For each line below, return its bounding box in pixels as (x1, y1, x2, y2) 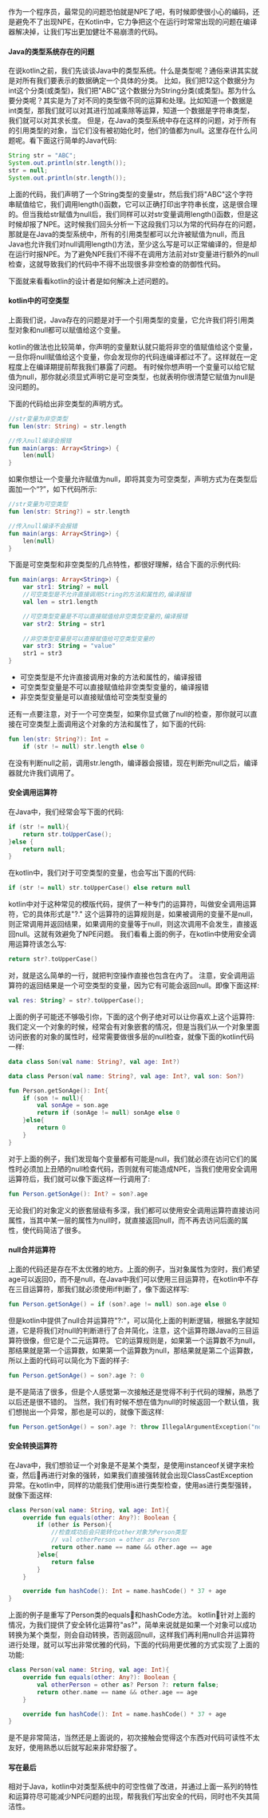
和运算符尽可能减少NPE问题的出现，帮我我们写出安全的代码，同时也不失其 (8, 1792, 253, 1801)
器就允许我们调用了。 (8, 768, 78, 777)
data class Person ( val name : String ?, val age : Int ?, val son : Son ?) (8, 1072, 245, 1080)
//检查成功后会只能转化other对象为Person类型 (50, 1528, 187, 1536)
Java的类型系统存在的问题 (8, 46, 95, 56)
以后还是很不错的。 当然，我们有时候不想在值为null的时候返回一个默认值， (8, 1397, 253, 1406)
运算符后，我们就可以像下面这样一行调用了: (8, 1174, 151, 1184)
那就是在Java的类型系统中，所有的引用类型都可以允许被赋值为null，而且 (8, 229, 246, 239)
